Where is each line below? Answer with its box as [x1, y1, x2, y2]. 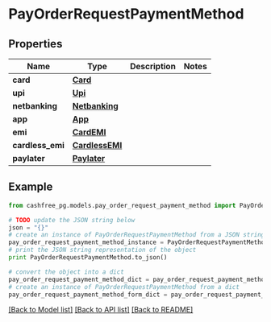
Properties [8, 37, 63, 51]
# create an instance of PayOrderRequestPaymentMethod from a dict [8, 283, 240, 291]
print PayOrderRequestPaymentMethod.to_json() [8, 254, 168, 262]
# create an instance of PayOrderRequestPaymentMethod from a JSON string [8, 231, 265, 239]
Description [130, 61, 176, 72]
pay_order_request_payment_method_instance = [8, 238, 164, 246]
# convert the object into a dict [8, 267, 125, 276]
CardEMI [72, 126, 106, 138]
